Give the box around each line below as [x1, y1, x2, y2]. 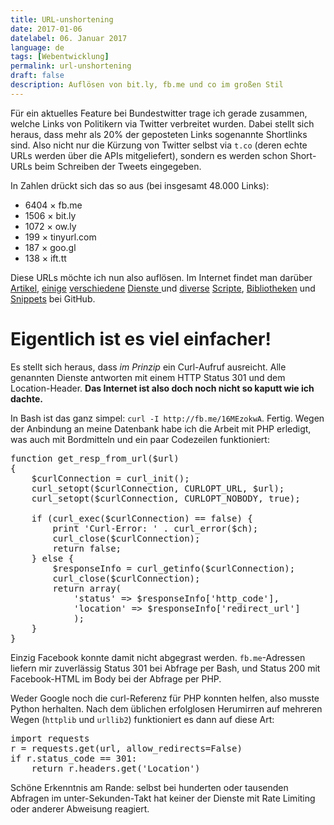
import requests [10, 732, 90, 744]
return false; [52, 542, 122, 554]
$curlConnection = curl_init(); [31, 472, 190, 484]
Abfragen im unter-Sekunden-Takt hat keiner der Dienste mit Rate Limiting [10, 792, 316, 804]
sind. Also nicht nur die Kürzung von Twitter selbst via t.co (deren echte [10, 139, 308, 151]
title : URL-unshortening [10, 14, 114, 25]
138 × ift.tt [24, 252, 67, 264]
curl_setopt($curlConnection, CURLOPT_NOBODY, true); [31, 492, 301, 504]
